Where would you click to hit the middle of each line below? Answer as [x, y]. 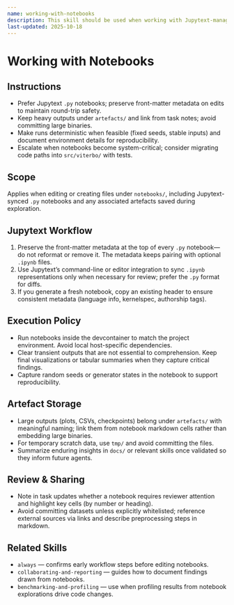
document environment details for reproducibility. [88, 141]
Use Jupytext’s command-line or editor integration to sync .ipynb [111, 269]
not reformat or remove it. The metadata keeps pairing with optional [124, 254]
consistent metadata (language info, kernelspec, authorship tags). [112, 299]
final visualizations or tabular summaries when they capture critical [114, 360]
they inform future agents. [55, 457]
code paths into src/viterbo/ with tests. [75, 155]
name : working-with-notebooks [51, 14]
